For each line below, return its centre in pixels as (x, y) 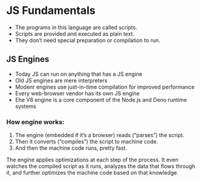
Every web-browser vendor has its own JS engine (77, 93)
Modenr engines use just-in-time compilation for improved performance (105, 87)
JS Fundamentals (51, 11)
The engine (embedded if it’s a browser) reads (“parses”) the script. (100, 135)
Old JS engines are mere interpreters (61, 80)
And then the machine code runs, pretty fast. (71, 148)
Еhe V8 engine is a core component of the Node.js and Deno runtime (101, 99)
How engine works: (35, 122)
